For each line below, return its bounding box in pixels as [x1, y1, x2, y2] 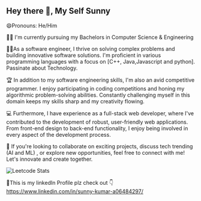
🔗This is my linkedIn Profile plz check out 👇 [6, 179, 114, 186]
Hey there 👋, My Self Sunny [6, 6, 111, 16]
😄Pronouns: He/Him [6, 22, 58, 29]
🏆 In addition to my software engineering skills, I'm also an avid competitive [6, 76, 195, 83]
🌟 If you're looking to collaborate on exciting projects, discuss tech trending [6, 142, 193, 150]
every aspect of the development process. [6, 131, 111, 138]
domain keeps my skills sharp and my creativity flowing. [6, 97, 145, 105]
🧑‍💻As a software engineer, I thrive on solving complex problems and [6, 45, 175, 52]
